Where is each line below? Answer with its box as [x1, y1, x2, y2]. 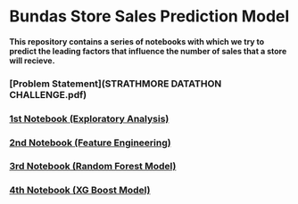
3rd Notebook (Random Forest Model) [9, 160, 177, 173]
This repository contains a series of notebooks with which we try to [9, 36, 265, 46]
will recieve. [9, 55, 55, 66]
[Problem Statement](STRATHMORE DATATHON [9, 78, 222, 90]
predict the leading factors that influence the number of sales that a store [9, 45, 287, 56]
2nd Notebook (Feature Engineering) [9, 136, 171, 149]
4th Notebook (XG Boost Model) [9, 184, 151, 197]
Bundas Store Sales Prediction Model [9, 6, 290, 27]
